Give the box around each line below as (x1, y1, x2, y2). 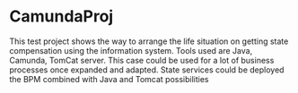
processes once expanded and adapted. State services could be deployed (9, 64, 285, 75)
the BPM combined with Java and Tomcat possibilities (9, 73, 209, 84)
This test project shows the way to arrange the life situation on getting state (9, 36, 289, 46)
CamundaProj (9, 6, 114, 27)
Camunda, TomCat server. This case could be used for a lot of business (9, 55, 275, 65)
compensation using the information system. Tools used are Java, (9, 45, 253, 55)
